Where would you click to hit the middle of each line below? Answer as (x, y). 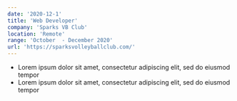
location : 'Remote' (36, 34)
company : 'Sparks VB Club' (47, 27)
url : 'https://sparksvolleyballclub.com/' (71, 47)
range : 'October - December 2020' (60, 41)
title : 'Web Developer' (43, 21)
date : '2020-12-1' (35, 14)
